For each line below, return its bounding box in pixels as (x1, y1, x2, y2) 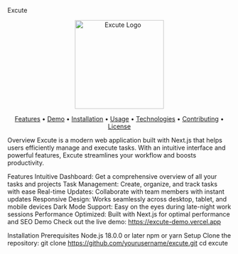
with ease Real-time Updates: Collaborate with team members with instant (7, 187, 225, 196)
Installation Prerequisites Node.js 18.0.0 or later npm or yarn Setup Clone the (7, 231, 232, 240)
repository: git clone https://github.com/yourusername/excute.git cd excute (7, 239, 229, 247)
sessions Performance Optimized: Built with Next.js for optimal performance (7, 210, 230, 219)
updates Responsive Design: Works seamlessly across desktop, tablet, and (7, 195, 227, 203)
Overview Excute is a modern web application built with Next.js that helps (7, 136, 222, 144)
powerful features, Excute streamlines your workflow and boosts (7, 151, 197, 159)
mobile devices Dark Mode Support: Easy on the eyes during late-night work (7, 202, 232, 211)
